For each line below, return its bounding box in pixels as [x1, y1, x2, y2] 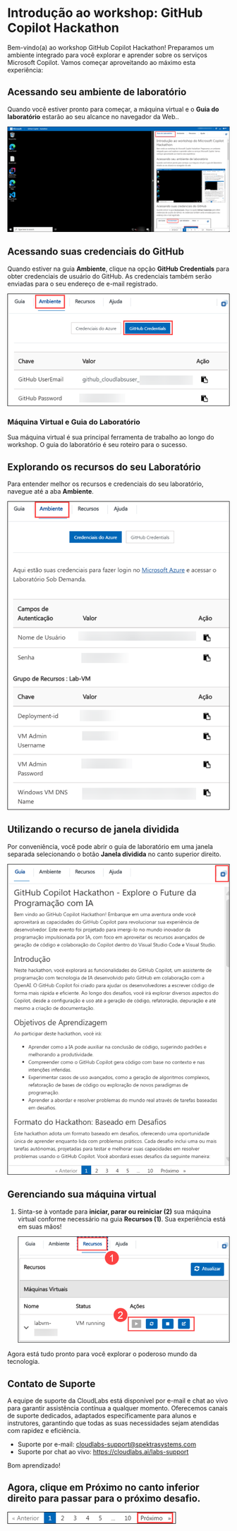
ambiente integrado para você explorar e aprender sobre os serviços [7, 51, 208, 59]
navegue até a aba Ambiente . [7, 487, 94, 496]
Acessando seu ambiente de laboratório [7, 86, 187, 98]
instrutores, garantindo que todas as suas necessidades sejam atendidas [7, 1419, 219, 1427]
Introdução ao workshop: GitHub [7, 5, 203, 21]
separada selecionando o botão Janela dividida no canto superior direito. [7, 850, 221, 858]
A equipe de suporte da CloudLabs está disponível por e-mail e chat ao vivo [7, 1396, 228, 1405]
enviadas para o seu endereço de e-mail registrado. [7, 279, 158, 288]
